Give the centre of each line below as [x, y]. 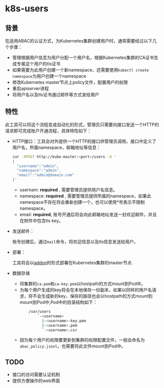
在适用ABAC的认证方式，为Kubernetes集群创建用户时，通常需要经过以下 [79, 41]
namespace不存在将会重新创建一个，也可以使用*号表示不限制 [82, 202]
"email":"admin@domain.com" [46, 175]
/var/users [40, 312]
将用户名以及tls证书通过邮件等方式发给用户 [56, 95]
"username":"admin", [38, 166]
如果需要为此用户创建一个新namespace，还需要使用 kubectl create [81, 70]
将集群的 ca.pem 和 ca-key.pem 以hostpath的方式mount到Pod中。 [82, 284]
